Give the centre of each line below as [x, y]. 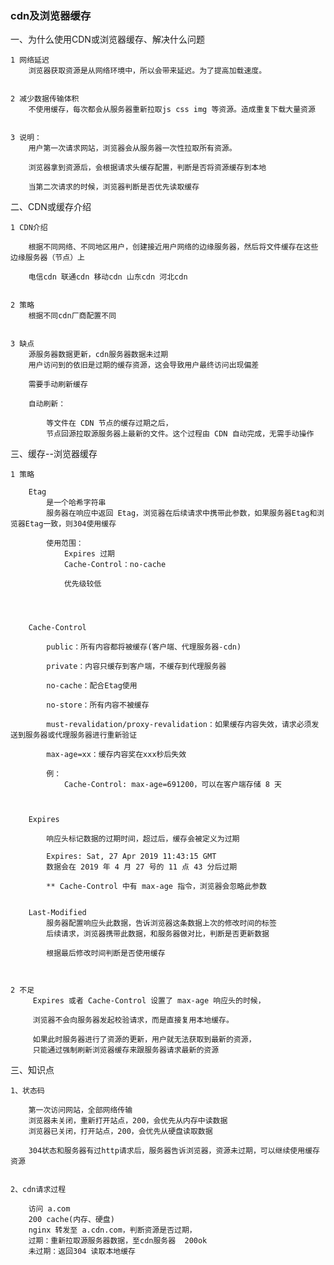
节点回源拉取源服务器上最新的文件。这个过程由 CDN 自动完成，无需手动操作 [180, 434]
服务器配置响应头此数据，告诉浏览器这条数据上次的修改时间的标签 [161, 923]
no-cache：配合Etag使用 [92, 686]
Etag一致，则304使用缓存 [70, 524]
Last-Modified [57, 913]
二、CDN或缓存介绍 [51, 207]
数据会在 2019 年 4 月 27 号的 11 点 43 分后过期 [142, 867]
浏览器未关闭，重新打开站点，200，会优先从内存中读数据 [128, 1121]
